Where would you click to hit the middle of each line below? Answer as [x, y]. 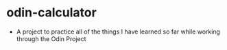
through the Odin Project [51, 38]
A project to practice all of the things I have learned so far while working [118, 32]
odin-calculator [51, 13]
